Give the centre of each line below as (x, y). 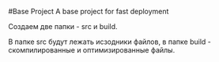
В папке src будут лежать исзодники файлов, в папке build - (109, 42)
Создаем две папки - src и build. (63, 26)
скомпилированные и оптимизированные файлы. (92, 50)
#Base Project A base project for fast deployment (89, 11)
